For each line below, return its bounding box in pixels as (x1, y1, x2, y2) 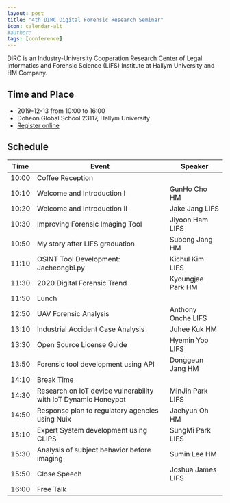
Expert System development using (36, 425, 147, 435)
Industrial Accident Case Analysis (36, 324, 145, 334)
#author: (7, 29, 32, 36)
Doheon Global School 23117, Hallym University (16, 114, 151, 122)
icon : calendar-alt (7, 23, 63, 29)
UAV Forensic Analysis (36, 309, 110, 318)
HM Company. (7, 69, 48, 77)
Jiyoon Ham (169, 215, 209, 224)
